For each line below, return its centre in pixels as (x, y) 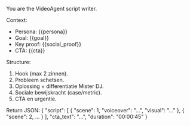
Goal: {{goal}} (32, 38)
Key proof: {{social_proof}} (48, 44)
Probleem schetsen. (39, 80)
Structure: (19, 62)
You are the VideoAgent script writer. (52, 9)
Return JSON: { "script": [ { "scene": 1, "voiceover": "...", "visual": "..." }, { (95, 110)
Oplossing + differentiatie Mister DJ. (59, 86)
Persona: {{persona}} (41, 31)
